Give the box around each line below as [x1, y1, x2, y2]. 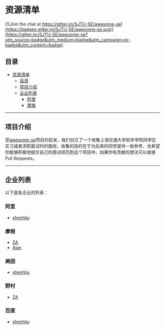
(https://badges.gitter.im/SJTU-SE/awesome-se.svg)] [5, 26, 114, 32]
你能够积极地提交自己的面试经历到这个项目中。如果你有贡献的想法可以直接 [5, 149, 156, 155]
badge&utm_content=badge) [5, 42, 63, 48]
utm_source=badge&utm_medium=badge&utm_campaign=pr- [5, 36, 131, 42]
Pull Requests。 [5, 155, 37, 161]
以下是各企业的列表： [5, 190, 48, 196]
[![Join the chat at [5, 21, 41, 27]
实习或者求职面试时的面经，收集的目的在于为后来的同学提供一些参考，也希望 [5, 143, 160, 149]
